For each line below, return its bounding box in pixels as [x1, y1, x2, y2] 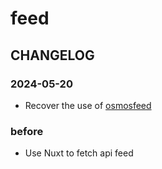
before [10, 124, 44, 138]
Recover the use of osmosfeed [24, 99, 152, 111]
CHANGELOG [10, 47, 95, 64]
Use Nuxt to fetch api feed [24, 147, 134, 159]
